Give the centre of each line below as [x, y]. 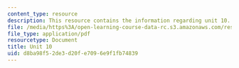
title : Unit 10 [30, 47]
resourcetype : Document [43, 40]
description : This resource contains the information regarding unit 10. [119, 21]
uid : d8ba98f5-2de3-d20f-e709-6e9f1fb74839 [73, 54]
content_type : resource [43, 14]
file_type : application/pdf [49, 34]
